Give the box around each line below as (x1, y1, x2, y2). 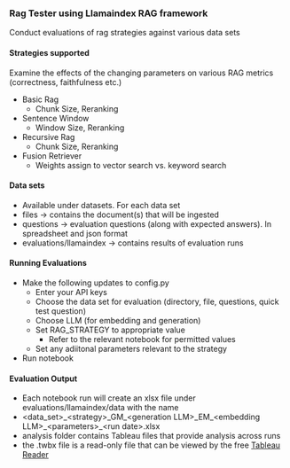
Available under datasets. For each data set (21, 199, 181, 210)
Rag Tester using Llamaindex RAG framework (9, 7, 208, 19)
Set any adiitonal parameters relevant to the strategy (35, 343, 228, 354)
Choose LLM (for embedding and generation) (35, 315, 201, 325)
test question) (35, 305, 87, 316)
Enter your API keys (35, 286, 108, 297)
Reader (21, 449, 49, 460)
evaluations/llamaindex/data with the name (21, 402, 179, 413)
